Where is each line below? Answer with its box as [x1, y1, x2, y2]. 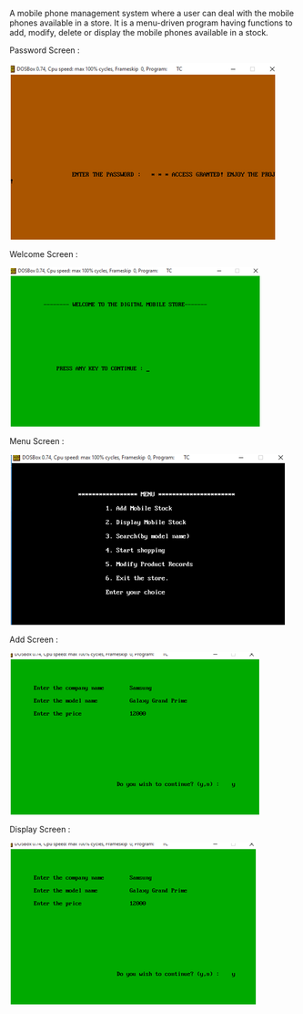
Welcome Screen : [9, 249, 78, 259]
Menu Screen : [9, 436, 65, 446]
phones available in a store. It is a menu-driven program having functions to [9, 17, 293, 28]
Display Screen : [9, 824, 71, 834]
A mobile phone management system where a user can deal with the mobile [9, 8, 294, 18]
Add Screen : [9, 634, 59, 645]
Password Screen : [9, 45, 80, 56]
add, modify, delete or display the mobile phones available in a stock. [9, 27, 268, 37]
